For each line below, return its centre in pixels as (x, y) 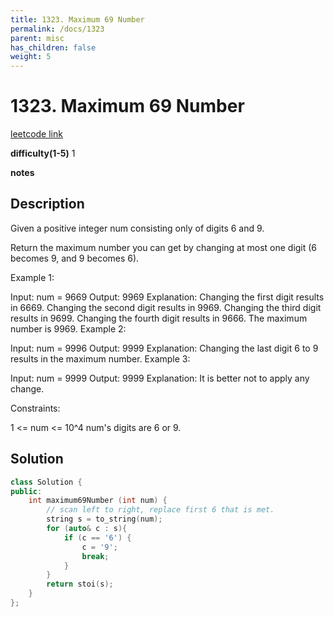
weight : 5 (31, 57)
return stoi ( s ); (80, 584)
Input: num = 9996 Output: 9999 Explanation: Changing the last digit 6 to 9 (164, 348)
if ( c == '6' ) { (97, 537)
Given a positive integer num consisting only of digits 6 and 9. (137, 228)
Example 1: (32, 277)
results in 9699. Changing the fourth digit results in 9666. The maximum (159, 318)
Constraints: (35, 408)
